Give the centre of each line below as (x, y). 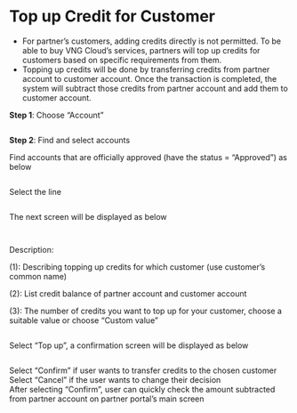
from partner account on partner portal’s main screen (107, 399)
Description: (32, 249)
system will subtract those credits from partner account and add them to (155, 88)
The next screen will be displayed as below (88, 216)
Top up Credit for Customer (112, 16)
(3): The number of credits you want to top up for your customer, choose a (146, 311)
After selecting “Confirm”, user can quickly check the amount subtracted (142, 389)
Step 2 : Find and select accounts (70, 140)
